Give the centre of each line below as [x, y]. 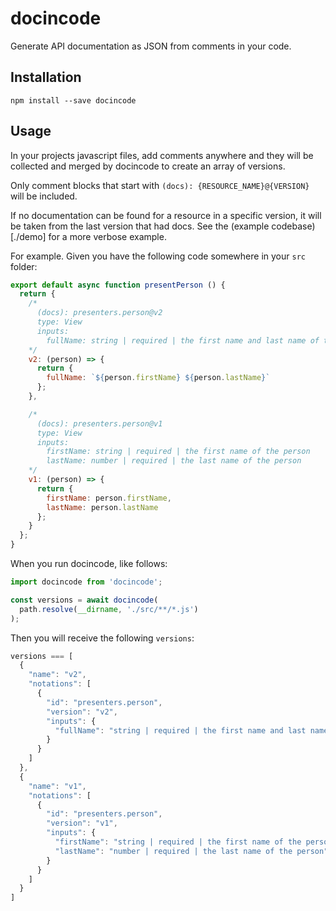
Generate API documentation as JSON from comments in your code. [151, 46]
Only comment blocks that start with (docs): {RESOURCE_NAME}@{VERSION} [160, 185]
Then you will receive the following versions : [102, 638]
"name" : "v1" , [57, 786]
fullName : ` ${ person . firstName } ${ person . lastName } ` [158, 378]
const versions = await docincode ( [84, 600]
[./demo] [28, 236]
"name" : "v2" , [57, 675]
